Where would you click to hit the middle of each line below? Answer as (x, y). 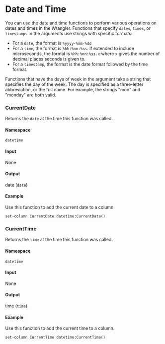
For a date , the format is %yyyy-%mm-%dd (52, 43)
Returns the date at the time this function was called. (59, 119)
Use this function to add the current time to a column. (60, 328)
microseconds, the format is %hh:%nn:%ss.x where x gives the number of (86, 54)
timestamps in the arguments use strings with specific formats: (69, 33)
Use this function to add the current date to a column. (60, 207)
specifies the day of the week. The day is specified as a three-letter (74, 84)
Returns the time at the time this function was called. (59, 240)
